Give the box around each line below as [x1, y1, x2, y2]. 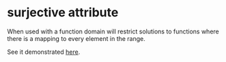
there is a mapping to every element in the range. [7, 34, 145, 42]
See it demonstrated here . [7, 48, 81, 56]
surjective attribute [7, 5, 119, 20]
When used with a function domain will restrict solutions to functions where [7, 27, 220, 35]
